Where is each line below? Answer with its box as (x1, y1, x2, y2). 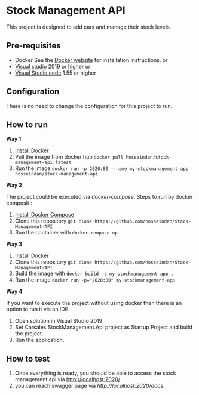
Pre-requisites (6, 41, 61, 51)
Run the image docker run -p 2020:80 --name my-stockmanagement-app (14, 165, 189, 172)
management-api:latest (14, 159, 72, 166)
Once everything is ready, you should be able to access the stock (14, 369, 176, 377)
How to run (6, 119, 48, 129)
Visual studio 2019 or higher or (14, 63, 91, 70)
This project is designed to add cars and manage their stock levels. (6, 23, 172, 30)
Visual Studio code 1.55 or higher (14, 69, 97, 76)
